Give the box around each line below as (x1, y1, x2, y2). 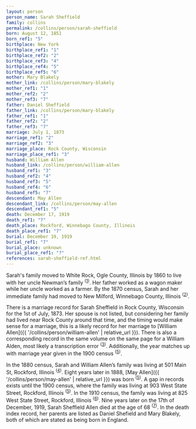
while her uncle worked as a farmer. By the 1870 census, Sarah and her (6, 285, 179, 292)
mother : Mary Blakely (6, 74, 59, 80)
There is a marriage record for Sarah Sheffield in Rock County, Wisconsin (6, 304, 184, 311)
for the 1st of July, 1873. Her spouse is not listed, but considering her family (6, 310, 189, 317)
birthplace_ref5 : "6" (6, 69, 59, 75)
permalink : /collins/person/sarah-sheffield (6, 25, 117, 31)
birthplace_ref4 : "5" (6, 63, 59, 70)
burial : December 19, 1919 (6, 234, 72, 240)
